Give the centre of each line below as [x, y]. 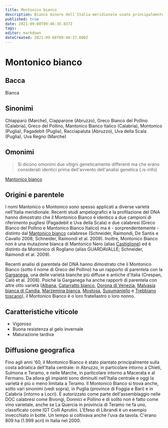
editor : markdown [23, 33]
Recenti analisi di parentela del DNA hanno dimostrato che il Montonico [78, 264]
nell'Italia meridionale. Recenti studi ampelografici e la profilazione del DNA [82, 212]
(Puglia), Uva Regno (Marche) [36, 136]
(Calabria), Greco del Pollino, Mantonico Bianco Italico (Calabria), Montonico [84, 126]
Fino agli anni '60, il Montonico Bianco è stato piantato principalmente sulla [82, 362]
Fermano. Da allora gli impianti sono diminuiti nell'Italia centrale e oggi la [79, 378]
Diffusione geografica [40, 350]
